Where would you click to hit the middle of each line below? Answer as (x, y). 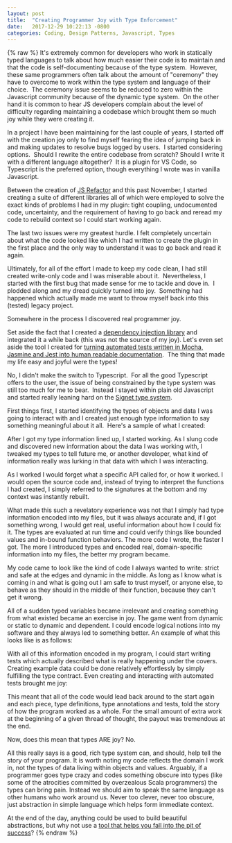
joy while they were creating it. (51, 119)
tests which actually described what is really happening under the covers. (113, 661)
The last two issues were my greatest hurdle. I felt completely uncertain (109, 233)
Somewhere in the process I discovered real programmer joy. (94, 319)
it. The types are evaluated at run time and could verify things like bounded (114, 532)
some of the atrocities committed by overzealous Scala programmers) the (112, 783)
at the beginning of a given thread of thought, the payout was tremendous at (116, 719)
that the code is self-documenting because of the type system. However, (112, 67)
